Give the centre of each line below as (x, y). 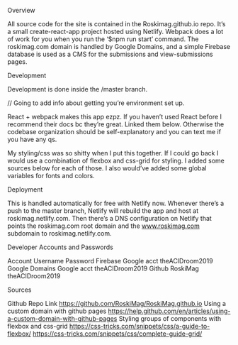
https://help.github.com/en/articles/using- (169, 311)
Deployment (25, 190)
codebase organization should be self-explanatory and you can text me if (114, 132)
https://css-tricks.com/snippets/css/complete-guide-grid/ (118, 334)
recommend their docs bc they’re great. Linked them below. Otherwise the (116, 124)
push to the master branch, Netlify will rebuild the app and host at (103, 211)
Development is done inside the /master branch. (78, 89)
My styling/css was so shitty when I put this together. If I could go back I (113, 153)
